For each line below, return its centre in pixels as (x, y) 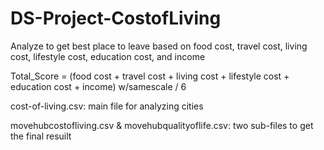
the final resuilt (41, 136)
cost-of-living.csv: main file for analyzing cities (107, 106)
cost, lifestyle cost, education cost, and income (108, 56)
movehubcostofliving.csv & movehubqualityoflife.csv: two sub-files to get (162, 125)
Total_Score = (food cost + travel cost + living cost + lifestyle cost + (150, 76)
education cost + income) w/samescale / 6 (98, 86)
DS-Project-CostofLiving (116, 18)
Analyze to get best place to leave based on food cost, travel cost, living (159, 46)
